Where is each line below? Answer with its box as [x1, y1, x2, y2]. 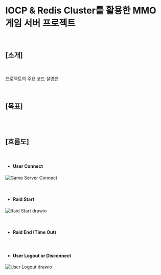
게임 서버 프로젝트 [5, 17, 76, 29]
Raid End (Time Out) [12, 229, 57, 235]
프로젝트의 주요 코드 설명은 [5, 75, 59, 82]
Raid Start [12, 196, 35, 203]
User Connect [12, 163, 43, 169]
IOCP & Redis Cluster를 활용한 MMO [5, 5, 157, 16]
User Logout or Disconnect [12, 252, 72, 259]
